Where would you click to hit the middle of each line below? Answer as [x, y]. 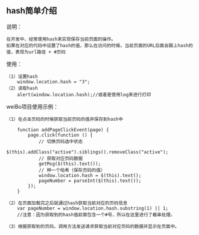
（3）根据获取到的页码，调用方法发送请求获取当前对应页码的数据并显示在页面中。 [93, 226]
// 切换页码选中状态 [61, 141]
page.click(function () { [61, 135]
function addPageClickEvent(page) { [63, 130]
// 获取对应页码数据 [61, 158]
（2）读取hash [22, 88]
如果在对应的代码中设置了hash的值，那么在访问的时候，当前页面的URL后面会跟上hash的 [99, 45]
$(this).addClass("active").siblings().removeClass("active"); [87, 152]
